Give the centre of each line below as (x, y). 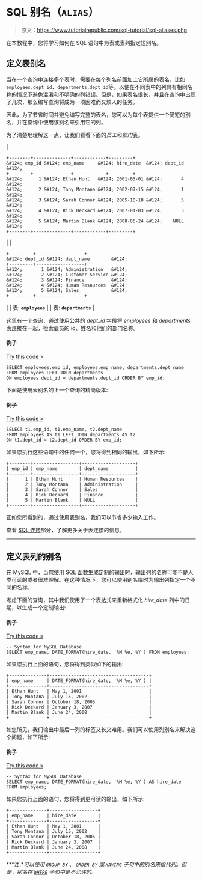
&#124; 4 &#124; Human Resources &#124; (67, 285)
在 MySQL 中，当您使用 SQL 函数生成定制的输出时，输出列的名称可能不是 (97, 572)
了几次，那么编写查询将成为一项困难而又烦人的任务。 (72, 102)
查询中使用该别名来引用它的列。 (66, 122)
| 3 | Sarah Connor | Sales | (72, 490)
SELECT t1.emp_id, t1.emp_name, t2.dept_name (64, 430)
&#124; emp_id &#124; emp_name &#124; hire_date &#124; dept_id (95, 163)
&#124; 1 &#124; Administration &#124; (67, 269)
